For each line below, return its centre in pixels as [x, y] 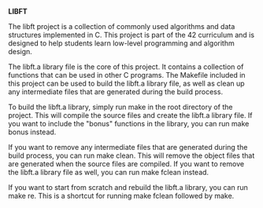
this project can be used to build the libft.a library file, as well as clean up [127, 83]
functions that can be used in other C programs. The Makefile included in [127, 75]
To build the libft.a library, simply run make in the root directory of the [121, 107]
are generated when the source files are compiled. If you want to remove [126, 164]
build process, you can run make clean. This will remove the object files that [131, 155]
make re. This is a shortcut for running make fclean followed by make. [121, 196]
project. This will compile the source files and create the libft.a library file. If [131, 115]
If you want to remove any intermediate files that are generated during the [128, 147]
